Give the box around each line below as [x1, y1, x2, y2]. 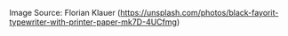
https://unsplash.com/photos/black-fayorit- [119, 8, 279, 18]
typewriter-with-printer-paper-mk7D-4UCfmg [9, 17, 178, 27]
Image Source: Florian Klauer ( [9, 8, 121, 18]
